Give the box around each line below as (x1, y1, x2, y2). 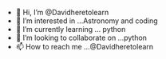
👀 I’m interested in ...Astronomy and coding (15, 16, 158, 26)
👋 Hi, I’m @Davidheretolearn (15, 8, 109, 17)
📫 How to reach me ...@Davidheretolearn (15, 42, 154, 51)
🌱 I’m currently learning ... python (15, 25, 126, 33)
